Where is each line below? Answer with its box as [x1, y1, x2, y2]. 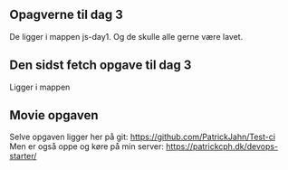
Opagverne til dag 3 [9, 7, 124, 23]
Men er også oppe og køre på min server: [9, 141, 165, 152]
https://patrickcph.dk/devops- [166, 141, 279, 152]
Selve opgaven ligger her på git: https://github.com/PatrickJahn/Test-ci [9, 131, 276, 143]
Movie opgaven [9, 108, 99, 123]
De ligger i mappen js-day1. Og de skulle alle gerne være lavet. [9, 31, 244, 42]
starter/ [9, 151, 37, 162]
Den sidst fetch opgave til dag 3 [9, 58, 192, 73]
